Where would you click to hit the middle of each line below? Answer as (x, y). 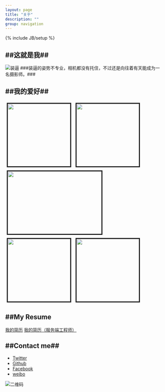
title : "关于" (19, 15)
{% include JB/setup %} (30, 38)
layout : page (19, 10)
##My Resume (28, 317)
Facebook (23, 368)
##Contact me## (32, 346)
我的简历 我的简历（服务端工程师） (41, 330)
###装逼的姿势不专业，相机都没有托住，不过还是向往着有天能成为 (88, 68)
